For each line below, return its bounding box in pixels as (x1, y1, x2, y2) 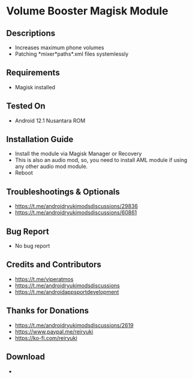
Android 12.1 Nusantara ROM (14, 117, 86, 124)
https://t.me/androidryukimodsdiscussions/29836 (14, 203, 138, 210)
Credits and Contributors (6, 260, 102, 270)
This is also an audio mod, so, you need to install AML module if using (14, 157, 188, 164)
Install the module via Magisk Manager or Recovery (14, 150, 142, 157)
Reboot (14, 169, 33, 176)
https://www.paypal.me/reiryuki (14, 328, 94, 335)
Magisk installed (14, 83, 56, 91)
